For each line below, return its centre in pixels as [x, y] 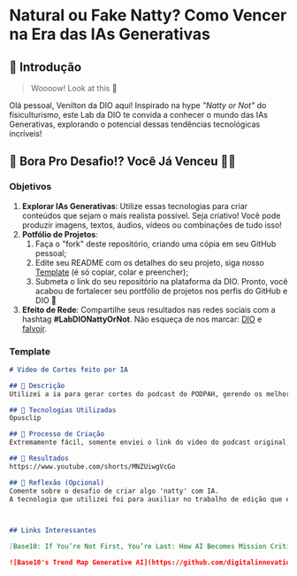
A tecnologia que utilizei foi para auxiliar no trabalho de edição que [146, 499]
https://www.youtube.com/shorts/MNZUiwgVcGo [92, 466]
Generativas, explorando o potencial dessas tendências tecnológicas [135, 124]
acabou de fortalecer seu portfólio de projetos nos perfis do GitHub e [161, 291]
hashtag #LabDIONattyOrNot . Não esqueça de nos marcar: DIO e [142, 319]
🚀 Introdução [46, 67]
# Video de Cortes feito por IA [69, 370]
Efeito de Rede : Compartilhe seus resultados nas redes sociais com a [148, 309]
